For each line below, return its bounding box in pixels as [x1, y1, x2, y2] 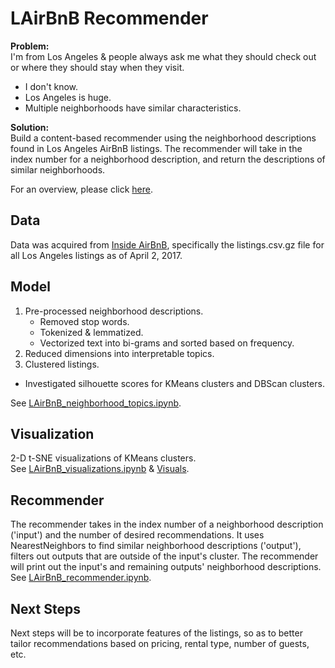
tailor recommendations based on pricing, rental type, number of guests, [10, 638, 310, 649]
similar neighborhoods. [10, 163, 106, 176]
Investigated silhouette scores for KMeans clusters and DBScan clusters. [24, 377, 325, 389]
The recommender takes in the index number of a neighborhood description [10, 518, 324, 531]
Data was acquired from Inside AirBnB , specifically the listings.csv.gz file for [10, 238, 325, 251]
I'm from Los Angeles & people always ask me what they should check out [10, 50, 317, 62]
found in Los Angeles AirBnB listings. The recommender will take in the [10, 142, 303, 154]
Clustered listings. [24, 358, 100, 370]
